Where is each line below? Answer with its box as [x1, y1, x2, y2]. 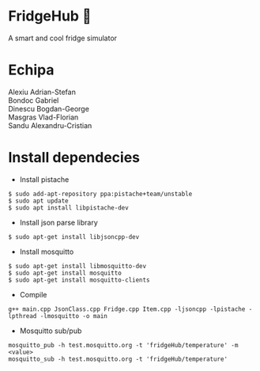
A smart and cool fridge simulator [8, 33, 117, 43]
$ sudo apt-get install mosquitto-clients [8, 276, 150, 284]
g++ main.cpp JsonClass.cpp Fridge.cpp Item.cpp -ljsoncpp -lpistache [8, 305, 246, 313]
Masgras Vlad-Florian [8, 112, 79, 122]
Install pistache [19, 174, 70, 184]
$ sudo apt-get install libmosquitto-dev [8, 262, 147, 270]
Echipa [8, 61, 55, 79]
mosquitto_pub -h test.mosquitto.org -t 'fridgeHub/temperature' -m [8, 341, 239, 349]
